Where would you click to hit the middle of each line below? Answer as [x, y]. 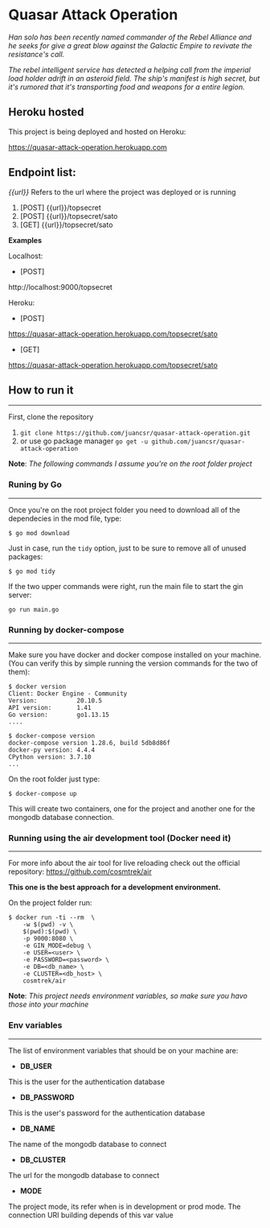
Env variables [35, 1025]
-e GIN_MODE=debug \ [57, 946]
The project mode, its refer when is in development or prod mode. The [125, 1206]
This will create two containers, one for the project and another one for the [132, 808]
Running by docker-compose [66, 629]
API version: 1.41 [50, 707]
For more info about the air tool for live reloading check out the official [124, 863]
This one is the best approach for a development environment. [115, 888]
